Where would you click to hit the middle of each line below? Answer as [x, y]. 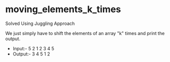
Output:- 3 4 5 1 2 [31, 54]
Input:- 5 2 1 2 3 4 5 [34, 48]
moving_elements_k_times [63, 9]
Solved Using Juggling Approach [40, 23]
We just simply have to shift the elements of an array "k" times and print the [85, 33]
